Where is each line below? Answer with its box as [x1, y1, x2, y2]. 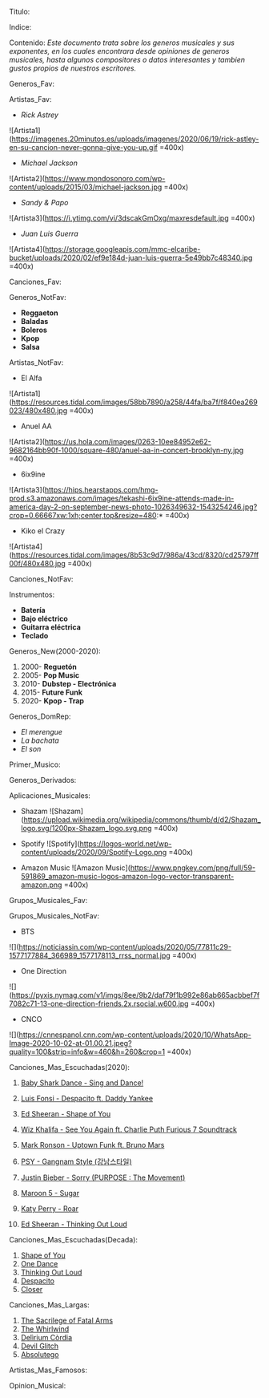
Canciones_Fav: [9, 277, 62, 286]
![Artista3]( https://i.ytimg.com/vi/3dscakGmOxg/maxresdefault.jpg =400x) [9, 213, 255, 223]
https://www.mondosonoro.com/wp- [44, 174, 166, 183]
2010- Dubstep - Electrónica [20, 679, 117, 688]
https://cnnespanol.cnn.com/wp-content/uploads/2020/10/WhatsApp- [18, 1030, 251, 1039]
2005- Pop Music [20, 671, 79, 680]
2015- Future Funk [20, 687, 83, 697]
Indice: [9, 22, 32, 31]
